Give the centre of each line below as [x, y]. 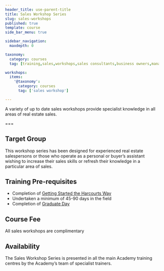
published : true [21, 23]
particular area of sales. [29, 166]
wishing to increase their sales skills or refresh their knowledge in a [73, 161]
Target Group [26, 139]
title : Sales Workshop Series [36, 14]
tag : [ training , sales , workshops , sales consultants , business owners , [81, 64]
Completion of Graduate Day [41, 204]
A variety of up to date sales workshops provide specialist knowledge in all [80, 109]
